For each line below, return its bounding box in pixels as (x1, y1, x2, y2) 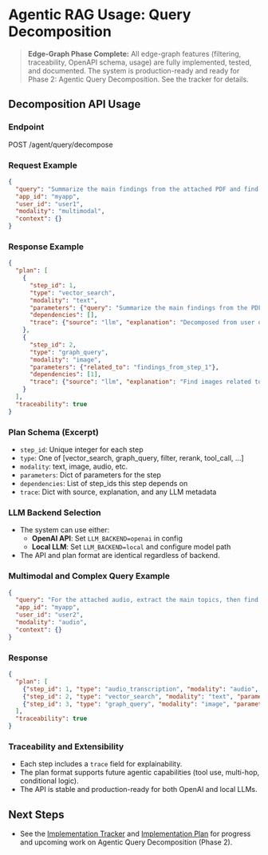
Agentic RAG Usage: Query (8, 6, 191, 24)
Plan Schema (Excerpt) (8, 426, 100, 437)
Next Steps (8, 808, 65, 821)
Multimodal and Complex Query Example (8, 571, 170, 582)
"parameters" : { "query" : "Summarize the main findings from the (29, 303, 248, 312)
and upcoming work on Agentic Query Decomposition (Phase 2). (19, 837, 233, 847)
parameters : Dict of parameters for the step (19, 470, 162, 480)
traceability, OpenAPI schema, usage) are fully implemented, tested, (27, 57, 252, 67)
